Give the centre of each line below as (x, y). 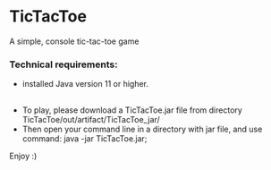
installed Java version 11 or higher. (85, 84)
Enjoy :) (23, 156)
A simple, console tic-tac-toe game (74, 41)
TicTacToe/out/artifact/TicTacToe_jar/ (91, 119)
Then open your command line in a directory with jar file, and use (142, 129)
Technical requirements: (64, 64)
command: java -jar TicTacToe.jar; (85, 138)
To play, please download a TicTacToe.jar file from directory (132, 110)
